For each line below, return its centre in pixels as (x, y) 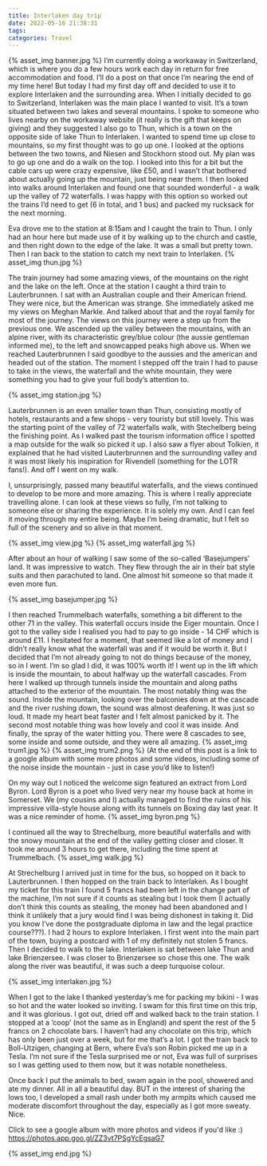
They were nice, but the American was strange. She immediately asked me (131, 303)
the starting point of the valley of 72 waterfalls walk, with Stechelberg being (132, 427)
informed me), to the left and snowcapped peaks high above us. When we (130, 346)
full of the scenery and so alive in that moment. (86, 528)
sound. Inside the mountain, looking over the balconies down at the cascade (133, 699)
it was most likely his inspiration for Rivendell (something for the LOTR (123, 461)
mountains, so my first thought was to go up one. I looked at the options (126, 145)
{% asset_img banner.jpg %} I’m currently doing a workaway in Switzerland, (133, 61)
